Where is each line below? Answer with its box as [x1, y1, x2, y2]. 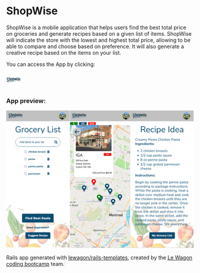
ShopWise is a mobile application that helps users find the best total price [6, 24, 186, 31]
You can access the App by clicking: [6, 61, 95, 68]
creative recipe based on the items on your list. [6, 49, 121, 56]
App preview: [6, 96, 46, 105]
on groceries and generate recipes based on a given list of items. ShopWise [6, 30, 192, 37]
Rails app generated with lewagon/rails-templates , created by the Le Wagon [6, 254, 192, 261]
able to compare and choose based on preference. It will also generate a [6, 43, 185, 50]
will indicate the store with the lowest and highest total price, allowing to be [6, 36, 190, 43]
